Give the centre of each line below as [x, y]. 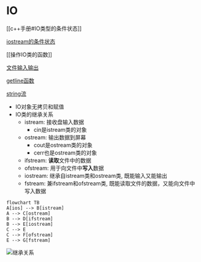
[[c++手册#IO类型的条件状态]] [44, 28]
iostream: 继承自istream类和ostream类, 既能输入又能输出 [96, 175]
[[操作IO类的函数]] [29, 54]
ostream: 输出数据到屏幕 [55, 137]
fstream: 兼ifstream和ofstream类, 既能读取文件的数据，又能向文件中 [110, 183]
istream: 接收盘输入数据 [54, 122]
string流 [16, 93]
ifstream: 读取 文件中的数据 [58, 160]
